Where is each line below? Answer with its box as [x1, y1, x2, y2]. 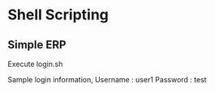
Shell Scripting [7, 6, 109, 24]
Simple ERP [7, 38, 67, 52]
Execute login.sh [7, 59, 63, 69]
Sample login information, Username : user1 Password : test [7, 75, 208, 84]
